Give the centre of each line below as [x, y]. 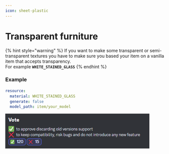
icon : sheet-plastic [27, 11]
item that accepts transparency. [38, 61]
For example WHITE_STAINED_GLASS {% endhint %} [56, 66]
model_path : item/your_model [40, 107]
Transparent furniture [52, 36]
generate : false [27, 101]
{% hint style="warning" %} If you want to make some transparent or [77, 50]
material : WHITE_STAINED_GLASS [43, 96]
